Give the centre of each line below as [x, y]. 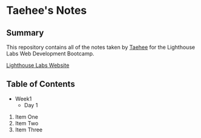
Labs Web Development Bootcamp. [51, 54]
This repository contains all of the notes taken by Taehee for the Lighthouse [101, 47]
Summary [25, 33]
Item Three [29, 130]
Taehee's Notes [47, 11]
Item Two [27, 123]
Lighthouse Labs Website [38, 65]
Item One [26, 117]
